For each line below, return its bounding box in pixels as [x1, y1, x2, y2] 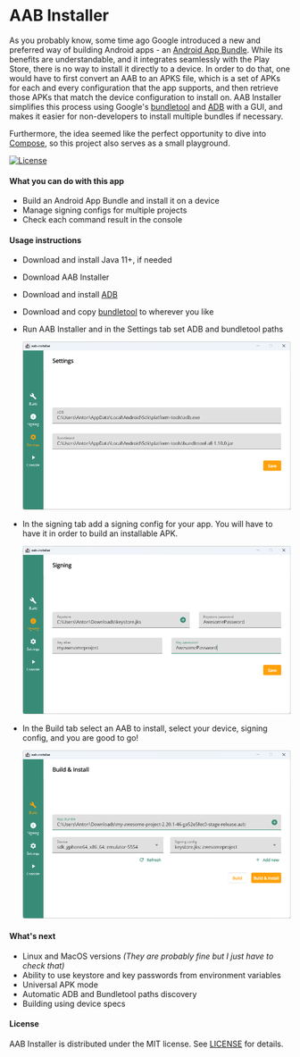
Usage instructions [9, 234, 82, 246]
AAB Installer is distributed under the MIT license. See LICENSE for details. [9, 1038, 284, 1049]
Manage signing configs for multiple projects [21, 205, 187, 215]
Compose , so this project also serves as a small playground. [9, 138, 230, 148]
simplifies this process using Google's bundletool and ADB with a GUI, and [9, 101, 283, 112]
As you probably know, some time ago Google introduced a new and [9, 35, 261, 46]
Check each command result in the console [21, 214, 183, 225]
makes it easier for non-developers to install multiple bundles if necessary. [9, 111, 284, 122]
